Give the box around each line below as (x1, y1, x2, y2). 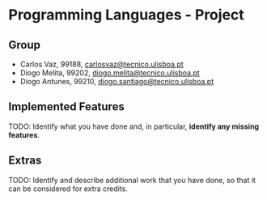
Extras (8, 154, 42, 168)
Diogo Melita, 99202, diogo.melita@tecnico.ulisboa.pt (19, 68, 200, 78)
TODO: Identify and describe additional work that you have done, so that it (8, 175, 256, 185)
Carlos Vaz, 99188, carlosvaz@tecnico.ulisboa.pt (19, 59, 184, 69)
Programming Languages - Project (8, 6, 244, 24)
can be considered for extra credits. (8, 184, 128, 194)
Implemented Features (8, 100, 125, 114)
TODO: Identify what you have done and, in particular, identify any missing (8, 121, 260, 131)
